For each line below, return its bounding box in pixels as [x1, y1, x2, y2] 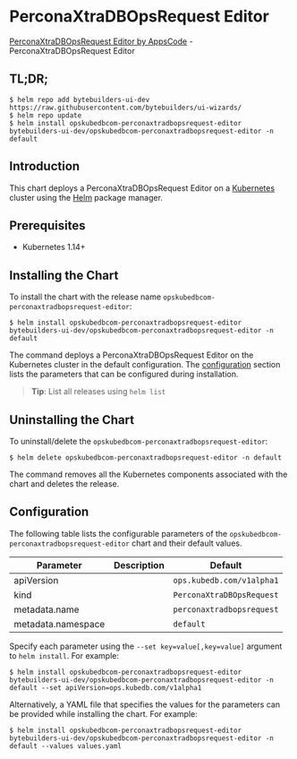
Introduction [9, 159, 81, 174]
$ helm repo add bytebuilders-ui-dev [9, 95, 150, 104]
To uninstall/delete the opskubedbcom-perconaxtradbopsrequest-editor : [9, 436, 268, 446]
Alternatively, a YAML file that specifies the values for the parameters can [9, 699, 280, 710]
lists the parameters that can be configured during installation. [9, 369, 239, 380]
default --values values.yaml [9, 741, 123, 750]
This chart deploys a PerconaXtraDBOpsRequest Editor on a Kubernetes [9, 182, 276, 194]
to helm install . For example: [9, 650, 119, 660]
